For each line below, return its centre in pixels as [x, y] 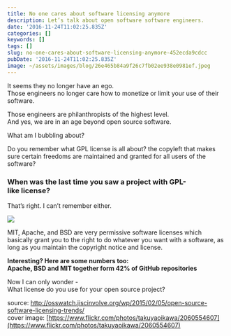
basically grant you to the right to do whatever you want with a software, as [115, 239]
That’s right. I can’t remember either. [59, 205]
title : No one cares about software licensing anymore [89, 14]
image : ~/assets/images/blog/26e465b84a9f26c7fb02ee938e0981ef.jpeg [109, 66]
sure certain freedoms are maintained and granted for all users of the [106, 156]
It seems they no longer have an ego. [60, 85]
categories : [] [29, 33]
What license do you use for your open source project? [86, 289]
